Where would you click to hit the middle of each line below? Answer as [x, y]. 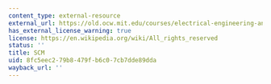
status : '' [27, 46]
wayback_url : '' [35, 68]
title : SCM [27, 53]
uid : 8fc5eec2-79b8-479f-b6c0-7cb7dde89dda [83, 61]
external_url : [32, 23]
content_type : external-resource [65, 16]
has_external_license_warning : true [70, 30]
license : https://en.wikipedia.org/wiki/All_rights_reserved [113, 38]
